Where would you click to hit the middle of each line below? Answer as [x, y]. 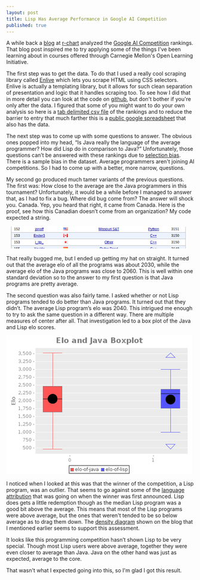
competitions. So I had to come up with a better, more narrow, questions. [96, 168]
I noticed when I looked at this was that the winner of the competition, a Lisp [100, 484]
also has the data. [28, 124]
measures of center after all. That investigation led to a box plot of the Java [99, 321]
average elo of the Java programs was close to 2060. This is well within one [100, 271]
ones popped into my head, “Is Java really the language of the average [93, 142]
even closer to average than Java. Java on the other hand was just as [92, 552]
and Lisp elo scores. [31, 327]
